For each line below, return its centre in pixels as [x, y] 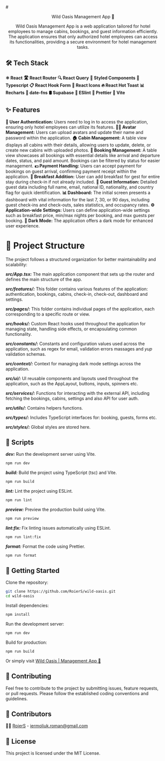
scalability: [16, 264]
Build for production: [26, 642]
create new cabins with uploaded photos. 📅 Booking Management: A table [81, 150]
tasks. [83, 47]
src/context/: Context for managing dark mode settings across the [73, 363]
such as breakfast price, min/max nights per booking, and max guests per [80, 215]
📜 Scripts [20, 442]
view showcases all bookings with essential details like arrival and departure [83, 155]
